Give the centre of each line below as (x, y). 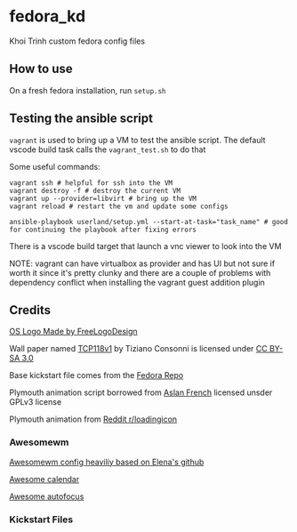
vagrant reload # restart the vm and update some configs (119, 206)
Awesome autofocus (47, 496)
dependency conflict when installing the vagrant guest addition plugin (137, 282)
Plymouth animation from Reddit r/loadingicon (93, 419)
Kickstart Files (41, 520)
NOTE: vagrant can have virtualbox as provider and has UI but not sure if (142, 263)
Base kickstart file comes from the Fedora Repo (96, 375)
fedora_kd (48, 16)
